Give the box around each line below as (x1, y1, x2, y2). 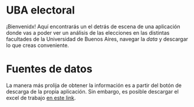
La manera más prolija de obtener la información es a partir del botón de (6, 82, 182, 89)
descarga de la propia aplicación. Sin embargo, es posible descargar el (6, 88, 179, 95)
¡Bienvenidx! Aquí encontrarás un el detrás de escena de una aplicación (6, 23, 181, 30)
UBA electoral (6, 4, 75, 17)
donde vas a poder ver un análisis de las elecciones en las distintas (6, 29, 170, 36)
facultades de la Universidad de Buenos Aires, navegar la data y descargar (6, 35, 189, 42)
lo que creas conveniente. (6, 42, 70, 49)
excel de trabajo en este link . (6, 94, 76, 101)
